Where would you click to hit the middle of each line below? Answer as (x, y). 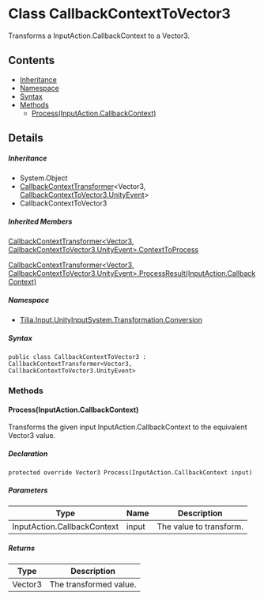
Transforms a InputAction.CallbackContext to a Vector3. (99, 36)
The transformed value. (93, 584)
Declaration (28, 453)
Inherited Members (40, 221)
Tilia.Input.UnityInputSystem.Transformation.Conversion (111, 320)
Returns (22, 548)
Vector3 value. (32, 436)
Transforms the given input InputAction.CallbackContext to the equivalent (128, 427)
